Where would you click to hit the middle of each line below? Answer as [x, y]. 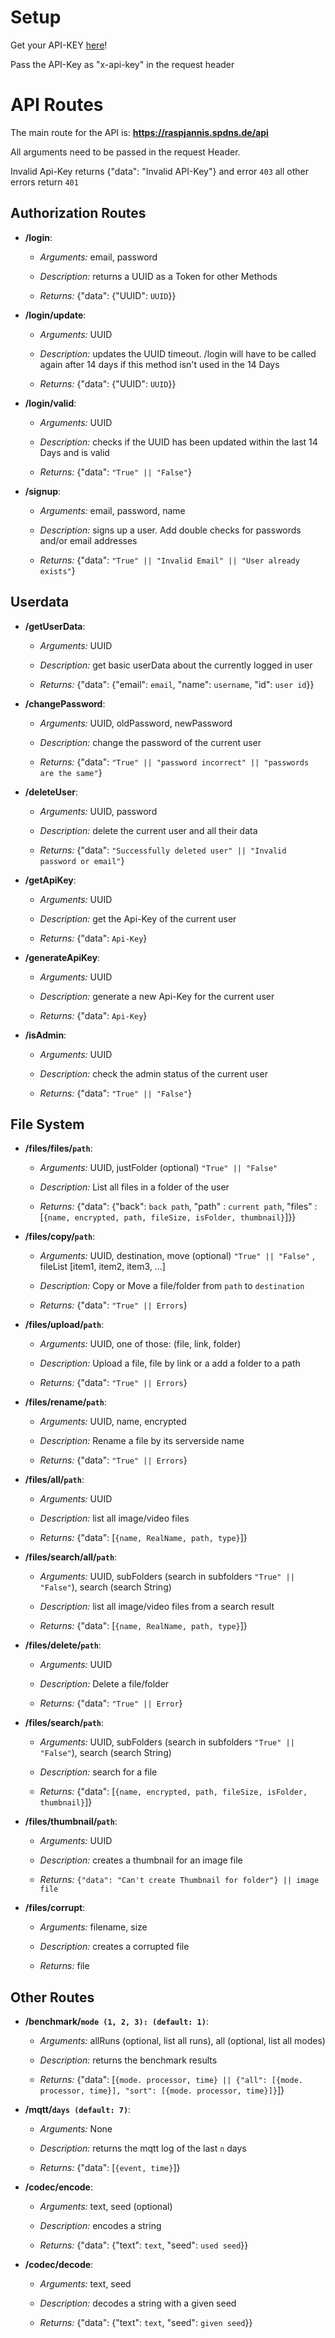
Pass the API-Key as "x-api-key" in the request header [122, 64]
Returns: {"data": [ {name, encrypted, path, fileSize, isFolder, [173, 1792]
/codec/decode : [59, 2265]
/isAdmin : [45, 1035]
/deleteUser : [51, 792]
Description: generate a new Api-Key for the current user [157, 996]
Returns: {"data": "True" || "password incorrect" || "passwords [174, 762]
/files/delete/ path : [63, 1645]
